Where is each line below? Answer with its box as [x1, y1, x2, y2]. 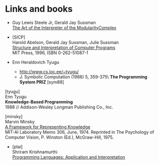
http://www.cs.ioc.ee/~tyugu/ [19, 68, 79, 74]
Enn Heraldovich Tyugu [12, 59, 60, 65]
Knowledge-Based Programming [5, 99, 73, 104]
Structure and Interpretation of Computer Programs [12, 44, 116, 50]
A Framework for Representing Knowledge [5, 124, 91, 130]
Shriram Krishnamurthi [12, 149, 58, 155]
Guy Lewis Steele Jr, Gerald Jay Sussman [12, 20, 96, 25]
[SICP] [12, 34, 25, 40]
